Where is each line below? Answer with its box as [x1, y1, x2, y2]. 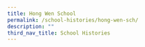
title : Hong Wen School [7, 10, 77, 17]
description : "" [7, 23, 54, 30]
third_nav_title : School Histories [7, 29, 111, 37]
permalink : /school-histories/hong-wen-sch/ [7, 17, 139, 23]
